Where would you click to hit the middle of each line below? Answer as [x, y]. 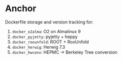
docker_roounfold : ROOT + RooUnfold [50, 41]
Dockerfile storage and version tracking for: [49, 22]
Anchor [21, 9]
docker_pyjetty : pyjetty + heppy [45, 37]
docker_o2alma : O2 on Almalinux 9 [46, 31]
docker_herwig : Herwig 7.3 [39, 47]
